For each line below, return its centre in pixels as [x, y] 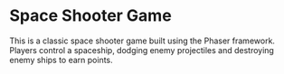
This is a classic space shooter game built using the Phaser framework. [142, 41]
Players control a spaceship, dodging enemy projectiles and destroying [142, 50]
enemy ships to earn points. [61, 60]
